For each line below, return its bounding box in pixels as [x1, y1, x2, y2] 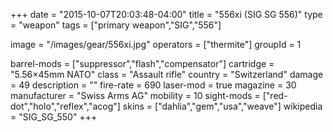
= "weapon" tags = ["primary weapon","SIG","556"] [10, 19, 222, 31]
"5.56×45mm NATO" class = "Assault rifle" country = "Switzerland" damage [10, 69, 324, 80]
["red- [262, 90, 288, 101]
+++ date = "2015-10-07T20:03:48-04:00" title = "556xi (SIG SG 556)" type [10, 9, 323, 20]
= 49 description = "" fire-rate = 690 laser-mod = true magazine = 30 [10, 79, 297, 91]
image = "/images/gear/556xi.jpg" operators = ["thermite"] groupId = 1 [10, 39, 302, 50]
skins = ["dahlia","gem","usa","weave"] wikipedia [122, 100, 323, 112]
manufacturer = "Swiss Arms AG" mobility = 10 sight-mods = [10, 90, 261, 101]
